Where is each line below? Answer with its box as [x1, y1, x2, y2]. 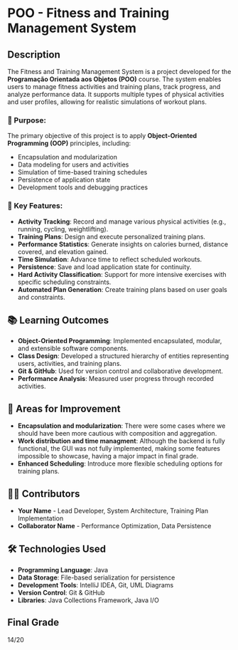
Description [7, 48, 60, 61]
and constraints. [17, 293, 65, 301]
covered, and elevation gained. [17, 247, 109, 256]
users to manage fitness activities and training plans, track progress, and [7, 83, 221, 90]
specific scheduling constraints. [17, 278, 112, 286]
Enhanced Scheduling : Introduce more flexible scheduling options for [17, 459, 223, 468]
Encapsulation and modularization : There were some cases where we [17, 421, 226, 430]
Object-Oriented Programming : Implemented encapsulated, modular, [17, 337, 222, 345]
